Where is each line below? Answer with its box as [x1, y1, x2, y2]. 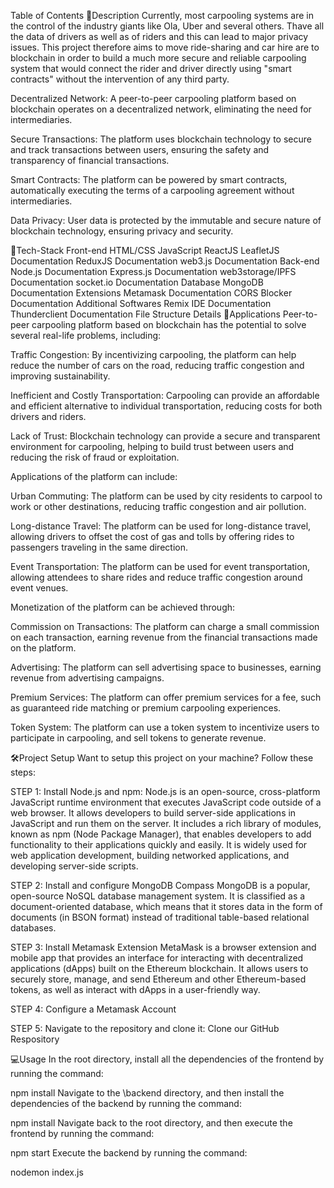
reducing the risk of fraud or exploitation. [10, 451, 180, 463]
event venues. [10, 582, 69, 594]
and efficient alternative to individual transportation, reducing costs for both [10, 400, 323, 412]
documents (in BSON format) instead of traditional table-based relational [10, 911, 310, 923]
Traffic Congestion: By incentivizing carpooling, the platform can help [10, 349, 297, 360]
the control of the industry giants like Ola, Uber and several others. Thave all [10, 20, 325, 32]
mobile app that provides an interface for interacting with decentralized [10, 952, 304, 964]
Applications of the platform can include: [10, 471, 178, 482]
